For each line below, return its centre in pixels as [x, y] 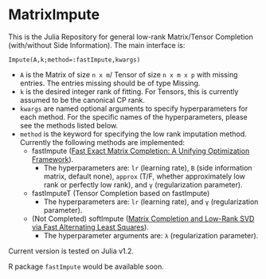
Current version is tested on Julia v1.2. [71, 251]
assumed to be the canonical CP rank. [82, 100]
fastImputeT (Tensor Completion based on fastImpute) [121, 193]
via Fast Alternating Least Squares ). [90, 227]
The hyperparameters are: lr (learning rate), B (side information [148, 167]
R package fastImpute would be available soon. [86, 266]
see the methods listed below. [68, 125]
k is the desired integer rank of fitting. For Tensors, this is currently [129, 91]
